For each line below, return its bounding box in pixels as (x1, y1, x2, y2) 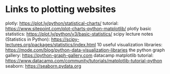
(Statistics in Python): (5, 36, 50, 42)
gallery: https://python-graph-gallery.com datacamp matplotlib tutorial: (5, 52, 154, 58)
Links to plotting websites (5, 4, 116, 15)
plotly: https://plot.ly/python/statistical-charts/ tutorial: (5, 20, 119, 26)
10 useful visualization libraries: (97, 41, 162, 47)
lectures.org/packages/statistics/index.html (5, 41, 96, 47)
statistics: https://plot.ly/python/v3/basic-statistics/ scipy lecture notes (5, 31, 153, 37)
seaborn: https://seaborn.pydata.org (5, 63, 81, 69)
